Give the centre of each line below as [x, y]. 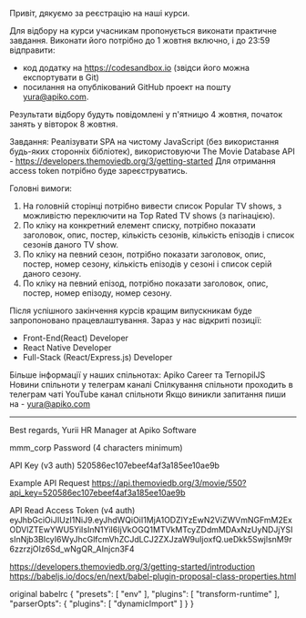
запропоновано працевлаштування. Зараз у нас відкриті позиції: [136, 320]
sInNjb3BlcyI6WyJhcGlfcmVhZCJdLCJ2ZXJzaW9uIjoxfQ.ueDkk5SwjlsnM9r [151, 539]
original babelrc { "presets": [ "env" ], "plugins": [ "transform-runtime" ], [145, 594]
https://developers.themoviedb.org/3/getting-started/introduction [133, 567]
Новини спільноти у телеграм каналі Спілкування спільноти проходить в [151, 385]
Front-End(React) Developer [76, 338]
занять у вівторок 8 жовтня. [64, 124]
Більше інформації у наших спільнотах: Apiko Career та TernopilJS [138, 375]
